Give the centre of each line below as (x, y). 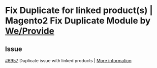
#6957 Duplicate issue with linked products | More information (68, 60)
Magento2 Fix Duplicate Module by (78, 21)
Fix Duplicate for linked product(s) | (79, 10)
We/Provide (30, 31)
